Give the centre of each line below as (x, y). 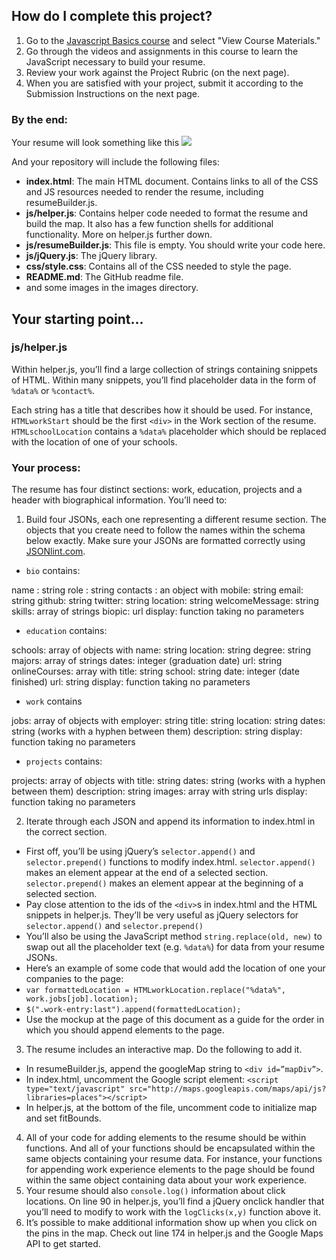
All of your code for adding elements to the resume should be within (166, 1138)
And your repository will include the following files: (115, 162)
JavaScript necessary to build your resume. (115, 61)
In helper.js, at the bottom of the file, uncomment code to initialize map (171, 1108)
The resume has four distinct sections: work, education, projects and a (157, 490)
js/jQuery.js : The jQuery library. (91, 256)
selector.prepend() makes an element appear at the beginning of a (164, 883)
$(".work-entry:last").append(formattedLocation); (133, 1010)
